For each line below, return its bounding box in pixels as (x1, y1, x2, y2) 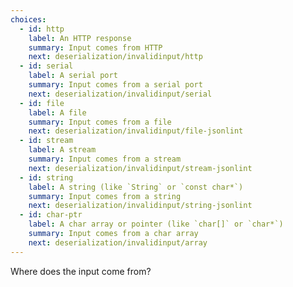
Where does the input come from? (10, 265, 152, 277)
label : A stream (28, 145, 97, 155)
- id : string (19, 172, 74, 183)
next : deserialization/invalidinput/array (28, 237, 208, 248)
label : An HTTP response (28, 33, 132, 43)
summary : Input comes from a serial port (28, 80, 203, 90)
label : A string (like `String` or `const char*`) (28, 182, 244, 192)
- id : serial (19, 61, 74, 71)
